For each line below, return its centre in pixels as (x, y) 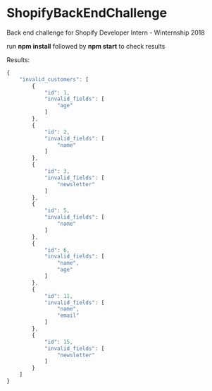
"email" (68, 315)
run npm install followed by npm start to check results (86, 46)
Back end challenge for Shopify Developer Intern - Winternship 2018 (106, 32)
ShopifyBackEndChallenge (87, 13)
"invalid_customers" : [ (54, 79)
